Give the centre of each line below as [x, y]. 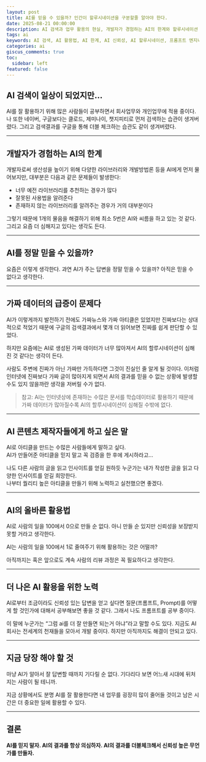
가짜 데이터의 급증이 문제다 [54, 304]
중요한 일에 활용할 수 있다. [55, 702]
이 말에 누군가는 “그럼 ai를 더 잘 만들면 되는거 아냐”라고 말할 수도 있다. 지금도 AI [101, 623]
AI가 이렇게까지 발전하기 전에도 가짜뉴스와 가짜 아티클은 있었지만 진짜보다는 [97, 319]
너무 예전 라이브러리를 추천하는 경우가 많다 [66, 190]
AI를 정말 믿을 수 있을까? [50, 253]
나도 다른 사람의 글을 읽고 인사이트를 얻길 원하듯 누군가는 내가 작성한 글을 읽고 [100, 468]
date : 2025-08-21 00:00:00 [41, 23]
